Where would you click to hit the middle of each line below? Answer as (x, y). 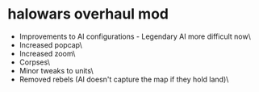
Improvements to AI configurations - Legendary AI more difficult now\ (135, 36)
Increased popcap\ (50, 44)
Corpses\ (34, 62)
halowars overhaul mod (88, 14)
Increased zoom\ (47, 53)
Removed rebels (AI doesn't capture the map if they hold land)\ (124, 79)
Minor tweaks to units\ (56, 70)
